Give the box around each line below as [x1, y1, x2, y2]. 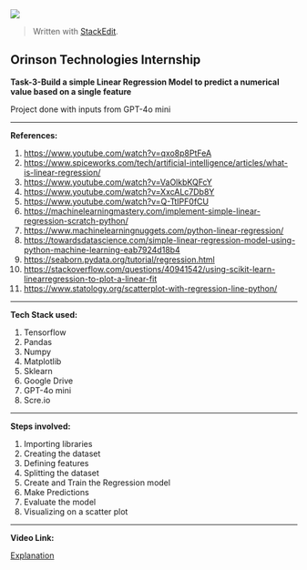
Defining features [23, 457, 89, 468]
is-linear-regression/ [23, 167, 101, 178]
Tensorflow [23, 327, 67, 338]
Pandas [23, 336, 53, 347]
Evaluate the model [23, 496, 97, 507]
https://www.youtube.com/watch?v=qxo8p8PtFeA [23, 148, 212, 158]
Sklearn [23, 365, 53, 376]
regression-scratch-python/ [23, 215, 128, 226]
